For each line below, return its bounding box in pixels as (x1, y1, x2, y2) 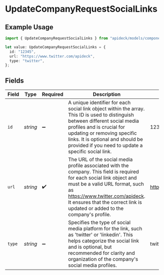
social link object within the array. (68, 105, 145, 112)
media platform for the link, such (68, 225, 143, 232)
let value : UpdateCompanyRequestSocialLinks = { (5, 45, 106, 49)
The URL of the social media (68, 156, 133, 163)
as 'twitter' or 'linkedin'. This (68, 231, 133, 238)
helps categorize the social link (68, 237, 139, 244)
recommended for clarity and (68, 250, 135, 256)
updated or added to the (68, 205, 124, 212)
